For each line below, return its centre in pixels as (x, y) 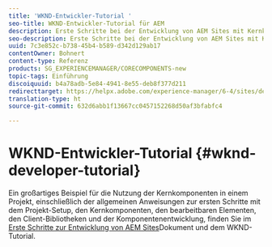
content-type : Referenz (49, 62)
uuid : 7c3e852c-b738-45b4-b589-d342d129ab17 (85, 46)
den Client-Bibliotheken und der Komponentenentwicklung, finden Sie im (130, 219)
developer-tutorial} (74, 170)
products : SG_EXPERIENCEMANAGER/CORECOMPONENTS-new (97, 69)
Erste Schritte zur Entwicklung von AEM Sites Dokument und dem (117, 228)
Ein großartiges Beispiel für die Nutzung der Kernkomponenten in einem (128, 193)
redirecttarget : (36, 91)
